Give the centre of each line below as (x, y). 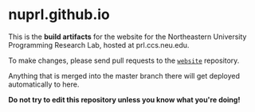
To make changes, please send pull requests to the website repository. (124, 60)
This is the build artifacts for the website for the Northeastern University (127, 37)
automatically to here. (44, 84)
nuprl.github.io (59, 15)
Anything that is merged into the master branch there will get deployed (124, 75)
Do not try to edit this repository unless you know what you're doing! (124, 99)
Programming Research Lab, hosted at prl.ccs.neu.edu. (99, 44)
